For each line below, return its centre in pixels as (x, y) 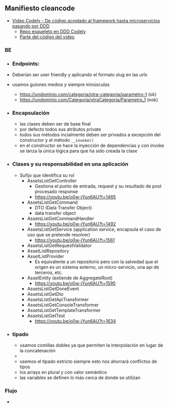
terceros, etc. (49, 272)
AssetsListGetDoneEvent (53, 289)
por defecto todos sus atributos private (60, 130)
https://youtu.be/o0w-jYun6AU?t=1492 (75, 224)
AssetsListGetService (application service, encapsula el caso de (94, 229)
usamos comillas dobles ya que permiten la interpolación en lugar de (91, 345)
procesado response (56, 191)
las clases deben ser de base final (55, 124)
